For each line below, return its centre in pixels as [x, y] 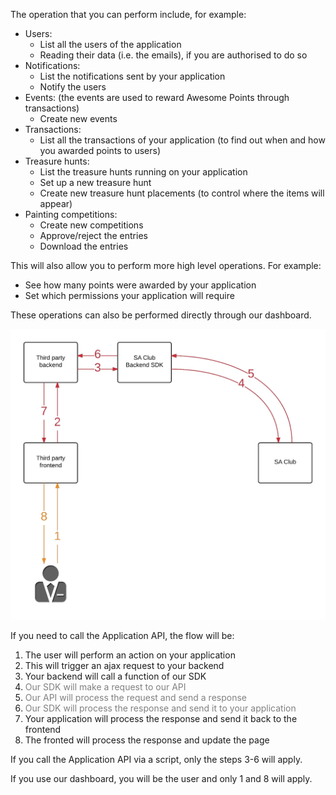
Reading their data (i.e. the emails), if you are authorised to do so [173, 55]
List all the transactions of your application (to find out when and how [182, 140]
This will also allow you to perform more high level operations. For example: [166, 265]
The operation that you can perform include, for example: [128, 14]
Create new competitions [91, 225]
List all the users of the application [110, 44]
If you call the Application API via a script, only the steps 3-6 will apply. [156, 760]
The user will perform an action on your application [130, 655]
